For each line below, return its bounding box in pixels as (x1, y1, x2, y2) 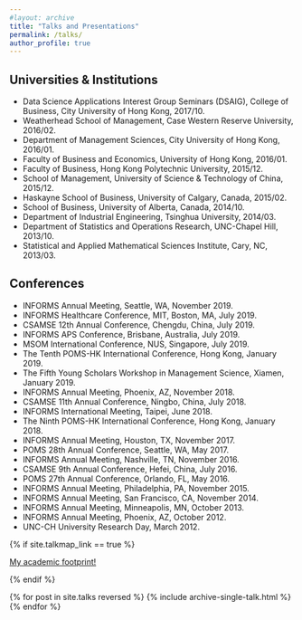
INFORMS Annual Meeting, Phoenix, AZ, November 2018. (22, 386, 235, 397)
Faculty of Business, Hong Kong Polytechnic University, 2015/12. (22, 164, 264, 175)
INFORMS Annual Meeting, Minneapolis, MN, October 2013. (22, 501, 245, 512)
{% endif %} (9, 574, 56, 585)
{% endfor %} (9, 601, 61, 612)
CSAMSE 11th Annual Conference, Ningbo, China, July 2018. (22, 396, 247, 407)
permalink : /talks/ (9, 30, 83, 39)
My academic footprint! (9, 556, 97, 567)
